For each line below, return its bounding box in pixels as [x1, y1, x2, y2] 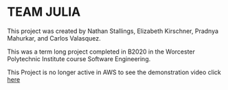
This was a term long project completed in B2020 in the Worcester [7, 47, 196, 56]
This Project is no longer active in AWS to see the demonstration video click [7, 68, 222, 76]
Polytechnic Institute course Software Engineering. [7, 54, 151, 63]
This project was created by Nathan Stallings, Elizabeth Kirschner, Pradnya [7, 27, 218, 35]
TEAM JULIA [7, 4, 81, 20]
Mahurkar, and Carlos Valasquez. [7, 34, 101, 42]
